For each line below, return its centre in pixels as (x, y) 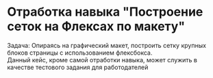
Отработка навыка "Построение (105, 12)
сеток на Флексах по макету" (96, 26)
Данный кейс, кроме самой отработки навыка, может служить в (102, 60)
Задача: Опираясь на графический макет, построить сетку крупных (107, 45)
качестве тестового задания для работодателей (78, 67)
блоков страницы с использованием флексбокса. (80, 53)
